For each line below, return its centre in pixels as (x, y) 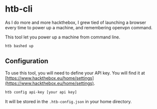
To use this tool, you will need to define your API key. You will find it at (75, 73)
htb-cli (19, 9)
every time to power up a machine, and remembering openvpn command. (79, 27)
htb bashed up (19, 46)
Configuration (27, 61)
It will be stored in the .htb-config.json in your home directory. (69, 101)
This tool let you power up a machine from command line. (63, 37)
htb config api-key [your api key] (41, 92)
